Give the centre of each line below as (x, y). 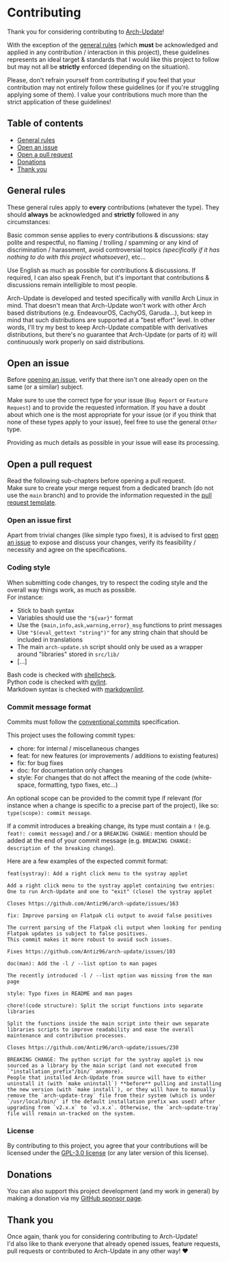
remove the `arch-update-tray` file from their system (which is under (111, 1096)
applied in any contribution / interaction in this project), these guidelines (108, 52)
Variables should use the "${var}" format (75, 618)
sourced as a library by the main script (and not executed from (102, 1066)
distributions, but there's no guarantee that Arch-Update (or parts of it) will (112, 335)
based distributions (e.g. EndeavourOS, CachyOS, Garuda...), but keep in (109, 313)
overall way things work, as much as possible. (72, 590)
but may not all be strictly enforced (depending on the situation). (98, 66)
